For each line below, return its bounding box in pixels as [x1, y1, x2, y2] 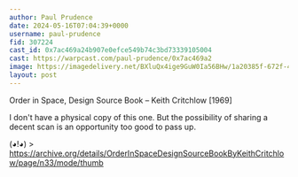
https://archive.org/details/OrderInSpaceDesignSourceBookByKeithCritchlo [9, 148, 285, 158]
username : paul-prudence [9, 29, 101, 38]
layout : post [9, 71, 58, 80]
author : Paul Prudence [9, 12, 93, 22]
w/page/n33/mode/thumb [9, 157, 104, 168]
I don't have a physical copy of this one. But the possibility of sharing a [9, 112, 269, 122]
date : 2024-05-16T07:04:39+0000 [9, 21, 129, 30]
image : [9, 63, 34, 72]
